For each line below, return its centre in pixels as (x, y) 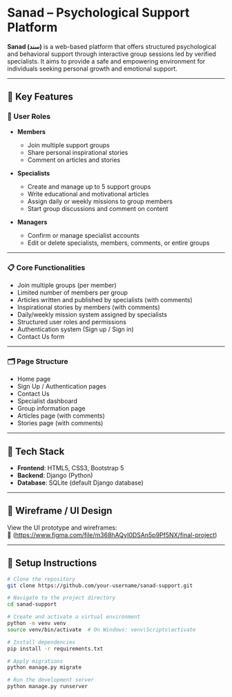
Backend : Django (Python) (55, 476)
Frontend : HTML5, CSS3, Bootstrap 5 (70, 468)
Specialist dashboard (47, 401)
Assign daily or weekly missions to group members (100, 201)
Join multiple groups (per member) (67, 285)
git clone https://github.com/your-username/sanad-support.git (100, 586)
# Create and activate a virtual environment (74, 617)
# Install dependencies (41, 642)
